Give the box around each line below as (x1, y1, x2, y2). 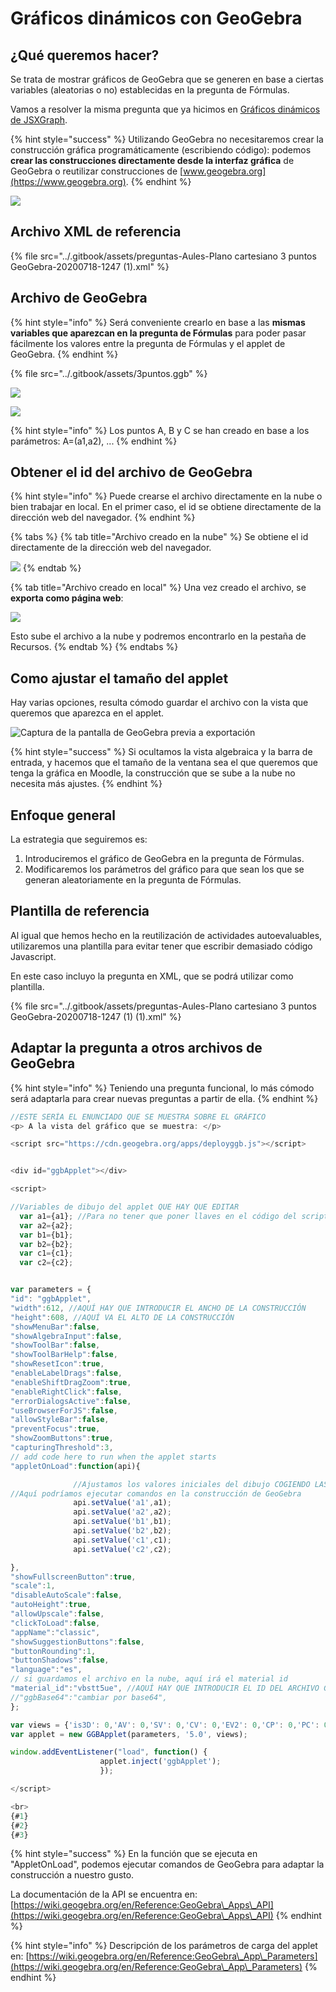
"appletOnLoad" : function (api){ (10, 1461, 141, 1471)
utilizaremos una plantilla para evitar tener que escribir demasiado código (10, 940, 313, 952)
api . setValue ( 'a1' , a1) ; (73, 1498, 172, 1508)
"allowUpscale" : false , (10, 1609, 105, 1619)
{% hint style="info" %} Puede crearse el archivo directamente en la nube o (10, 490, 323, 502)
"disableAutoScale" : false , (10, 1590, 123, 1601)
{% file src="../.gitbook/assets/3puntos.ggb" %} (10, 367, 208, 379)
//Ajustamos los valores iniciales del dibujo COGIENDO (73, 1479, 311, 1489)
